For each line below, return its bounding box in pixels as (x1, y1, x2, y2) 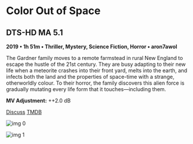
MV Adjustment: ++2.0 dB (6, 97, 71, 104)
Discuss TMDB (6, 109, 42, 115)
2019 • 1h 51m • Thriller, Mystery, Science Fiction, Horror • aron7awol (6, 43, 178, 50)
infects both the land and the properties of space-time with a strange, (6, 73, 175, 80)
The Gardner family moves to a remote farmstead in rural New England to (6, 55, 183, 61)
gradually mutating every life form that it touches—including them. (6, 86, 166, 92)
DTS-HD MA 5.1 (6, 28, 63, 38)
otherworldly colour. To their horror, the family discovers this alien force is (6, 79, 185, 86)
